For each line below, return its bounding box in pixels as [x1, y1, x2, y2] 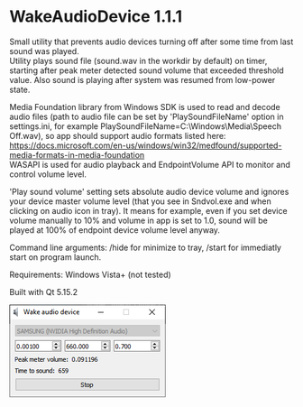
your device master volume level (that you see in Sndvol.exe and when [9, 196, 272, 207]
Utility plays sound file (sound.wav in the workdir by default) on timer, [9, 55, 268, 66]
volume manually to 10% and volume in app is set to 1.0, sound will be [9, 215, 268, 226]
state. [9, 84, 31, 95]
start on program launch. [9, 251, 102, 263]
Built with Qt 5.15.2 [9, 286, 78, 297]
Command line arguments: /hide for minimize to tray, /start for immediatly [9, 242, 282, 253]
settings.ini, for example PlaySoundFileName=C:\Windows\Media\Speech [9, 120, 282, 132]
